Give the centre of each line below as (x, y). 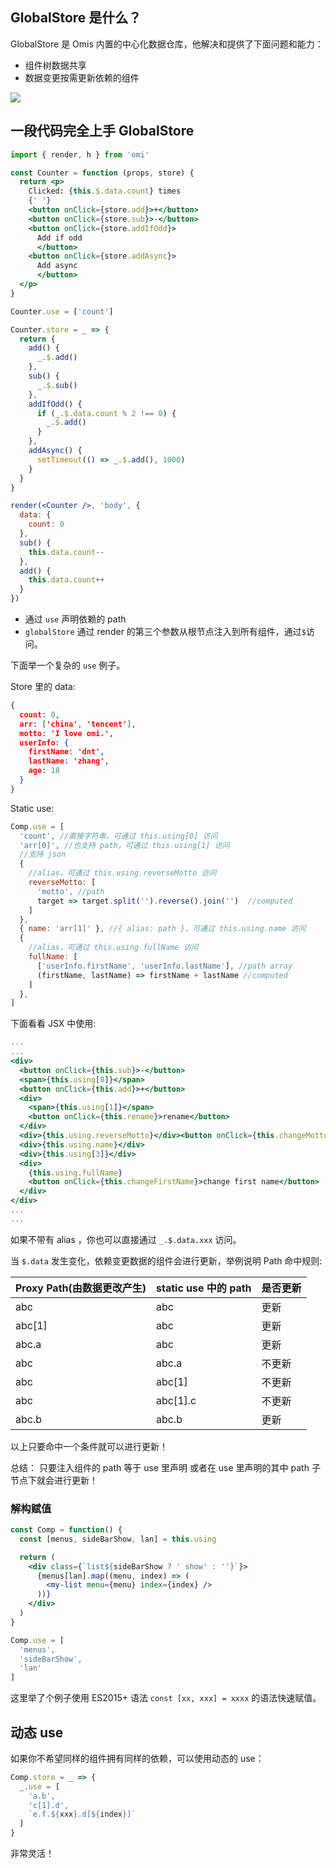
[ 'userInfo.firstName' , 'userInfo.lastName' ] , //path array (164, 966)
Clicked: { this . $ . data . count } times (105, 191)
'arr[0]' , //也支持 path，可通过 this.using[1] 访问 (124, 845)
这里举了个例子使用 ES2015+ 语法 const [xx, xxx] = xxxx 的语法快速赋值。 (166, 1698)
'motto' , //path (70, 891)
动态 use (37, 1732)
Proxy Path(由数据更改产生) (81, 1288)
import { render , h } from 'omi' (80, 154)
